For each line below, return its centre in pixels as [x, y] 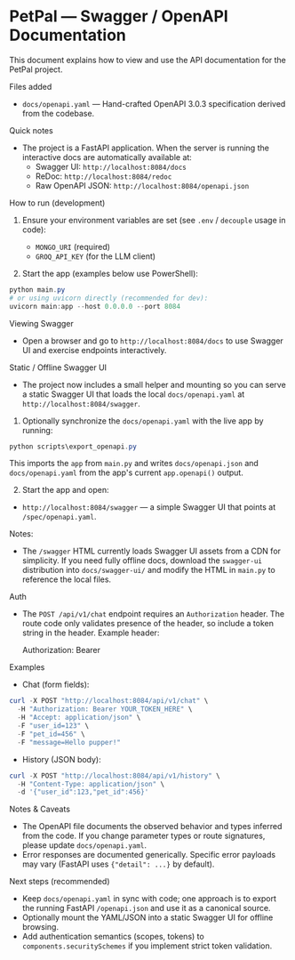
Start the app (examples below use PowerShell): [110, 273]
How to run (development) [57, 203]
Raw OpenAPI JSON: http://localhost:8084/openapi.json [142, 185]
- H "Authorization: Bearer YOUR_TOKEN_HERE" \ [105, 709]
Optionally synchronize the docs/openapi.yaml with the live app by [143, 421]
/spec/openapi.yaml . [59, 517]
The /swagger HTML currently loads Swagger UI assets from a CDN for [151, 551]
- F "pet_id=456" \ [52, 734]
